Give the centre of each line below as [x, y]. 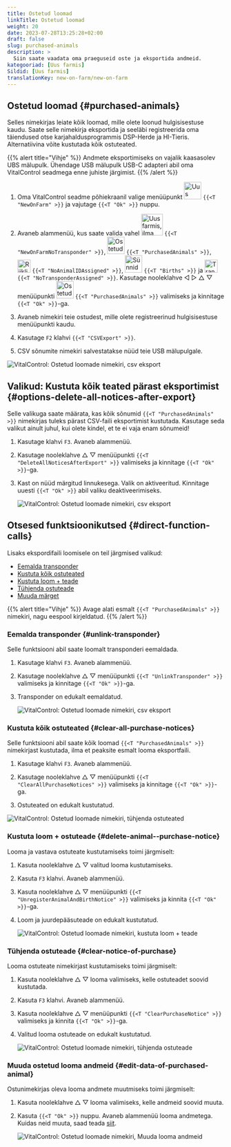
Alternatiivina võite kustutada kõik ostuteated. [72, 144]
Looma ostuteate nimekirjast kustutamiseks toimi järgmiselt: [92, 966]
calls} [20, 536]
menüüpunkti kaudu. [46, 325]
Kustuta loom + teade [48, 581]
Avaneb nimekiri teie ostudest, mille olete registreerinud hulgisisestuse [117, 317]
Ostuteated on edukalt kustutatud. [66, 805]
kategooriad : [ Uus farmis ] [46, 65]
